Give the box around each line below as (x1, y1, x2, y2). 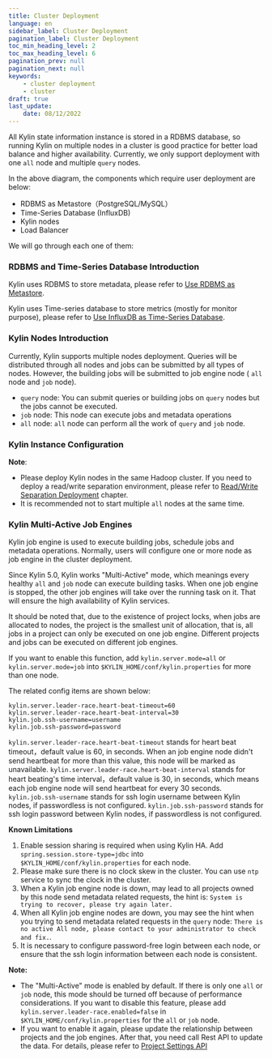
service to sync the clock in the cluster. (19, 875, 151, 885)
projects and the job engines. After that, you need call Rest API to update (19, 1032, 263, 1042)
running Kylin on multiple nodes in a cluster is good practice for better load (8, 141, 258, 150)
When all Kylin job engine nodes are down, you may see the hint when (19, 908, 254, 918)
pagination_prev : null (8, 58, 85, 66)
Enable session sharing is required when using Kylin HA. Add (19, 840, 224, 851)
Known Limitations (8, 825, 73, 835)
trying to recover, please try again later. (19, 901, 173, 909)
